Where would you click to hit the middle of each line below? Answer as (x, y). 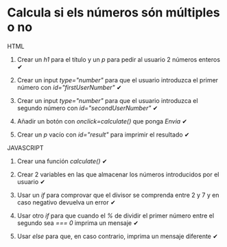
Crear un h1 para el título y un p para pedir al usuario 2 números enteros (119, 59)
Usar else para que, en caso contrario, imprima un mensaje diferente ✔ (117, 236)
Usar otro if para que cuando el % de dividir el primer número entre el (116, 215)
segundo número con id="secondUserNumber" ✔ (87, 108)
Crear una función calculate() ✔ (62, 161)
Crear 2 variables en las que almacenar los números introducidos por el (118, 174)
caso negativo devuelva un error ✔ (66, 202)
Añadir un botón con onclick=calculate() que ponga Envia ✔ (102, 121)
